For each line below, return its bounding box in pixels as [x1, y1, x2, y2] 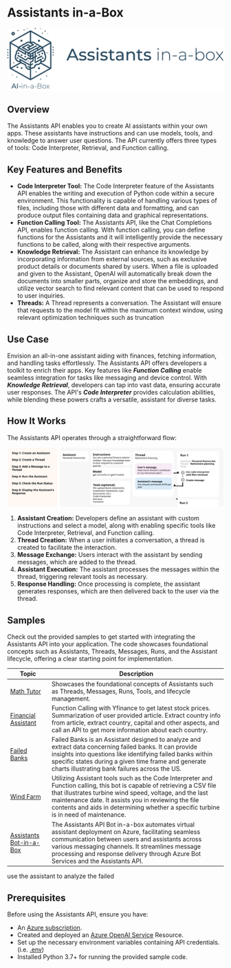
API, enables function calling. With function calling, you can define [16, 225, 206, 234]
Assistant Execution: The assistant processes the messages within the [16, 565, 220, 573]
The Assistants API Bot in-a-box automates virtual [51, 820, 195, 828]
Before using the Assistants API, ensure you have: [7, 910, 148, 918]
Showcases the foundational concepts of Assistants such [51, 679, 214, 688]
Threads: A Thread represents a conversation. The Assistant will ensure [16, 299, 222, 307]
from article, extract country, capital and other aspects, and [51, 718, 220, 727]
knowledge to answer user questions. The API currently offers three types [7, 136, 217, 145]
